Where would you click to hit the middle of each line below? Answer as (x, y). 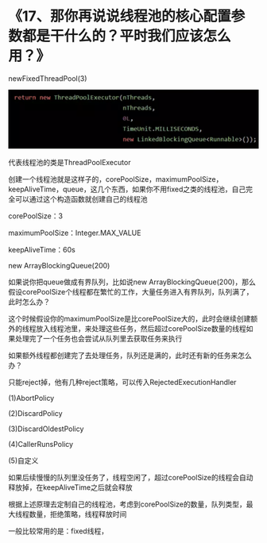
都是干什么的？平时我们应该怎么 (127, 36)
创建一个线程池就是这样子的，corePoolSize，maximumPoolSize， (116, 179)
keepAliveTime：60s (42, 250)
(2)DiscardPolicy (35, 414)
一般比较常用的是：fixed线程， (58, 531)
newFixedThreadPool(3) (48, 78)
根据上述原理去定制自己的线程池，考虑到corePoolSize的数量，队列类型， (127, 504)
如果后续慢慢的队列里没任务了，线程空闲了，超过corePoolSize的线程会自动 (131, 478)
